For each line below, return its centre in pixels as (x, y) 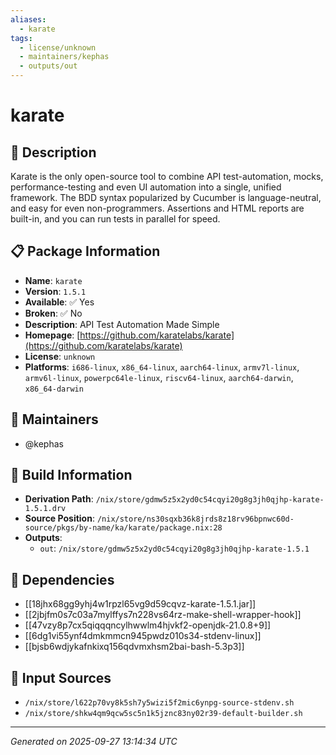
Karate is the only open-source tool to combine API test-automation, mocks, (167, 176)
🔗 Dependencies (62, 579)
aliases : (28, 19)
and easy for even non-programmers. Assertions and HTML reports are (157, 208)
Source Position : (59, 518)
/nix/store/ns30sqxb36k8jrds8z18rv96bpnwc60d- (195, 519)
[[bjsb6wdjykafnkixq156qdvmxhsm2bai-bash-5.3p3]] (134, 647)
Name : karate (53, 280)
